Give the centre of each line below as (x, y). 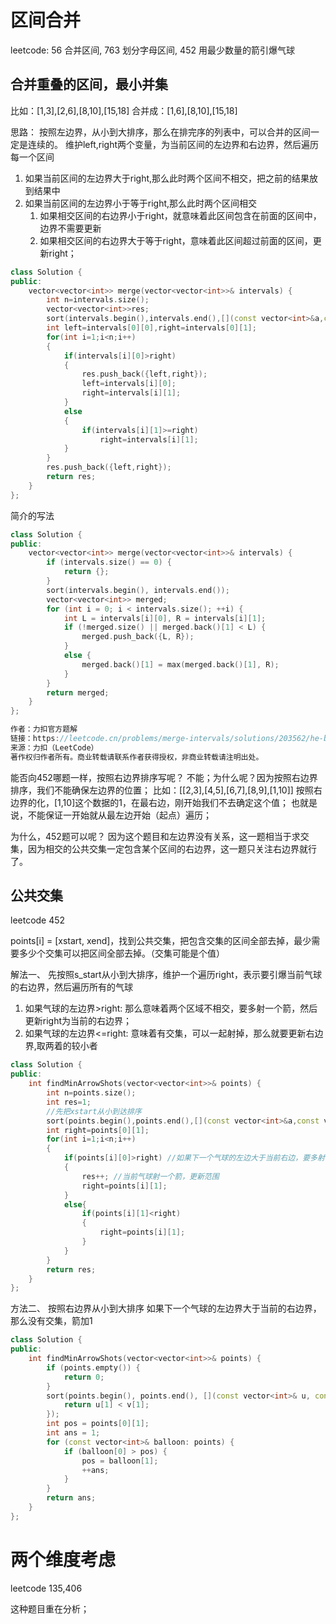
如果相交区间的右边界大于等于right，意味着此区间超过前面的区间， (176, 240)
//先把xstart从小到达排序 (94, 1111)
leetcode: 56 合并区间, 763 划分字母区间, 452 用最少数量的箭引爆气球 (152, 50)
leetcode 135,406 (46, 1588)
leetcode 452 (38, 920)
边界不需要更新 (70, 228)
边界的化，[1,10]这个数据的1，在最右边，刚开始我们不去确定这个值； (149, 802)
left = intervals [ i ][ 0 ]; (129, 384)
